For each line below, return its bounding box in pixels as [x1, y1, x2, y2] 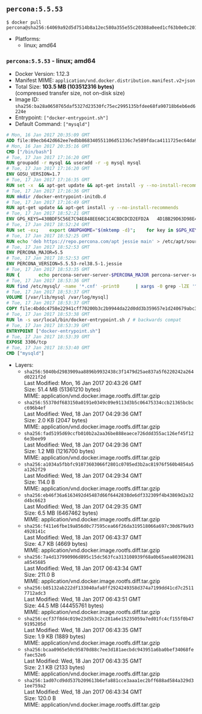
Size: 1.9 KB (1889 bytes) [23, 633, 86, 640]
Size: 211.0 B [23, 571, 55, 578]
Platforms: [14, 35, 41, 42]
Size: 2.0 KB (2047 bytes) [23, 417, 88, 424]
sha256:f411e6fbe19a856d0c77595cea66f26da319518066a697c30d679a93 [23, 524, 194, 530]
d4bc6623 [23, 498, 46, 504]
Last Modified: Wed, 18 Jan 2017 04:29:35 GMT [23, 503, 142, 510]
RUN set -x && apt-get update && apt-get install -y [6, 182, 144, 189]
